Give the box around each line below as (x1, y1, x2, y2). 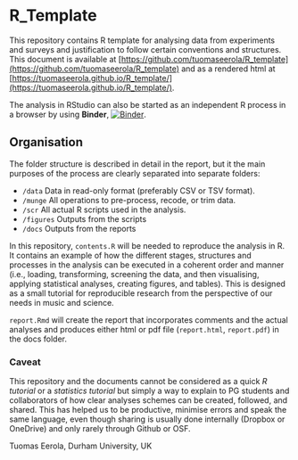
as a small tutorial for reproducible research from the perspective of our (9, 287, 273, 299)
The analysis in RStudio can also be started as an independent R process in (9, 99, 286, 110)
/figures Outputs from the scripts (21, 213, 147, 224)
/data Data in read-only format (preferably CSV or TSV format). (21, 185, 256, 196)
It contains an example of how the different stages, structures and (9, 250, 252, 260)
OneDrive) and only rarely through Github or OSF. (9, 423, 191, 434)
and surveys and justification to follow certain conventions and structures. (9, 44, 282, 54)
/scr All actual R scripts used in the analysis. (21, 204, 186, 215)
